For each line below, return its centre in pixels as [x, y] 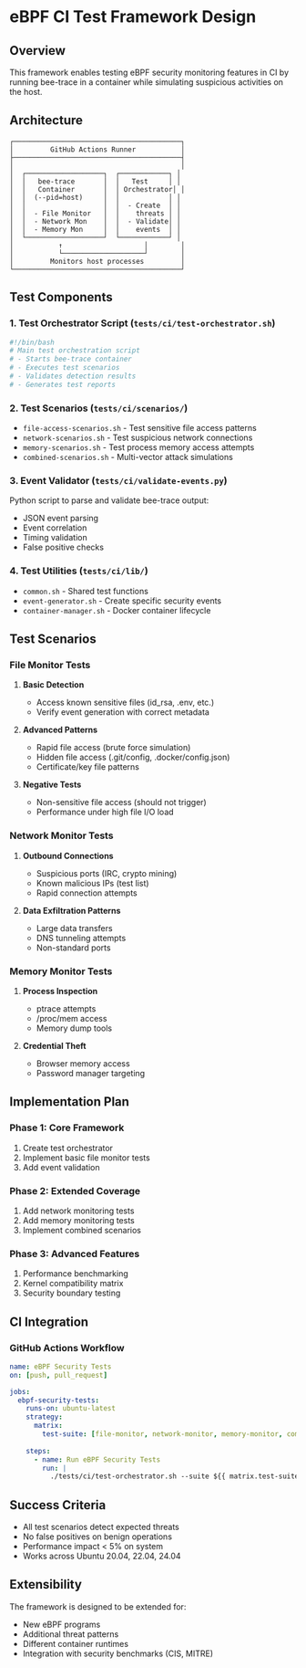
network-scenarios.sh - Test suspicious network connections [138, 438]
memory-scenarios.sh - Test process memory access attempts [138, 447]
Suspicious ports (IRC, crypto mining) [107, 873]
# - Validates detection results [73, 376]
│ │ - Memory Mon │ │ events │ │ [95, 229]
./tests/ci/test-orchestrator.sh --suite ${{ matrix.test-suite [174, 1476]
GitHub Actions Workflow [67, 1348]
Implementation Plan [70, 1102]
